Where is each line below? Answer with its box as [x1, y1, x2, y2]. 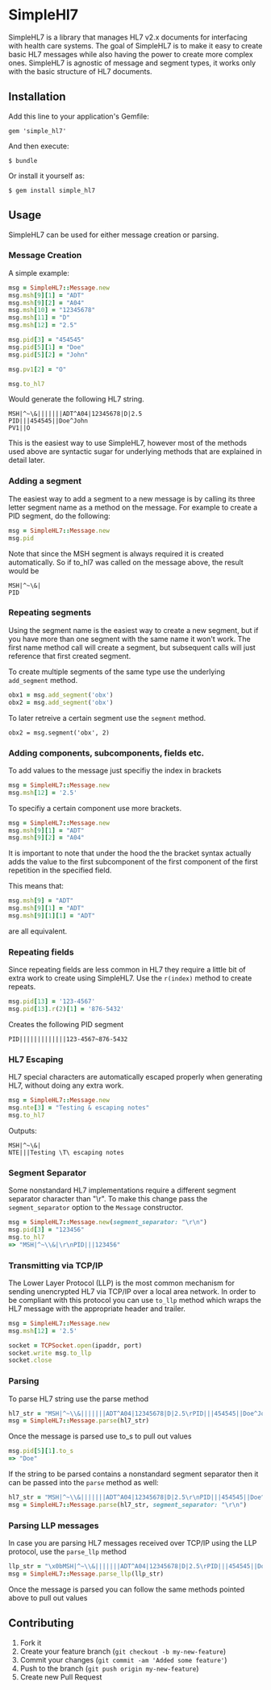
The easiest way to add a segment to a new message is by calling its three [8, 493, 256, 503]
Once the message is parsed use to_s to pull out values [8, 1431, 192, 1441]
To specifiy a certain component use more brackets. [8, 803, 182, 813]
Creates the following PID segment [8, 1019, 124, 1029]
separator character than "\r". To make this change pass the [8, 1194, 208, 1204]
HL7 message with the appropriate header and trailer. [8, 1304, 186, 1313]
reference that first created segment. [8, 651, 131, 660]
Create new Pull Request [19, 1671, 102, 1682]
